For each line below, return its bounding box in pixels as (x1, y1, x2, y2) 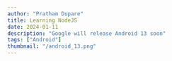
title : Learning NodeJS (7, 17, 78, 24)
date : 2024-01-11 (7, 23, 59, 30)
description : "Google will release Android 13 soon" (7, 29, 166, 37)
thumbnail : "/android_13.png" (7, 43, 97, 50)
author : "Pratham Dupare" (7, 10, 84, 18)
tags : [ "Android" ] (7, 36, 62, 43)
